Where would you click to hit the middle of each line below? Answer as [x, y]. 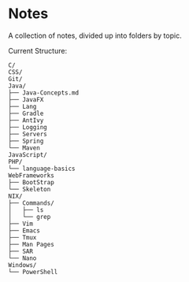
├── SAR [21, 251]
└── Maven [24, 148]
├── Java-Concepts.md [44, 93]
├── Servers [28, 134]
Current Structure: [38, 50]
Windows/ [22, 265]
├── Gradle [26, 113]
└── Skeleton [30, 189]
